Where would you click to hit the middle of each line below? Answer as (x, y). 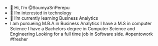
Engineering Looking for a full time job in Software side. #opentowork (81, 34)
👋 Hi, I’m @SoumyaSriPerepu (40, 8)
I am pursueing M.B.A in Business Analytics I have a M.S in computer (81, 23)
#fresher (19, 39)
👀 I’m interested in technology (40, 13)
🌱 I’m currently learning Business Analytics (54, 18)
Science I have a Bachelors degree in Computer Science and (72, 29)
